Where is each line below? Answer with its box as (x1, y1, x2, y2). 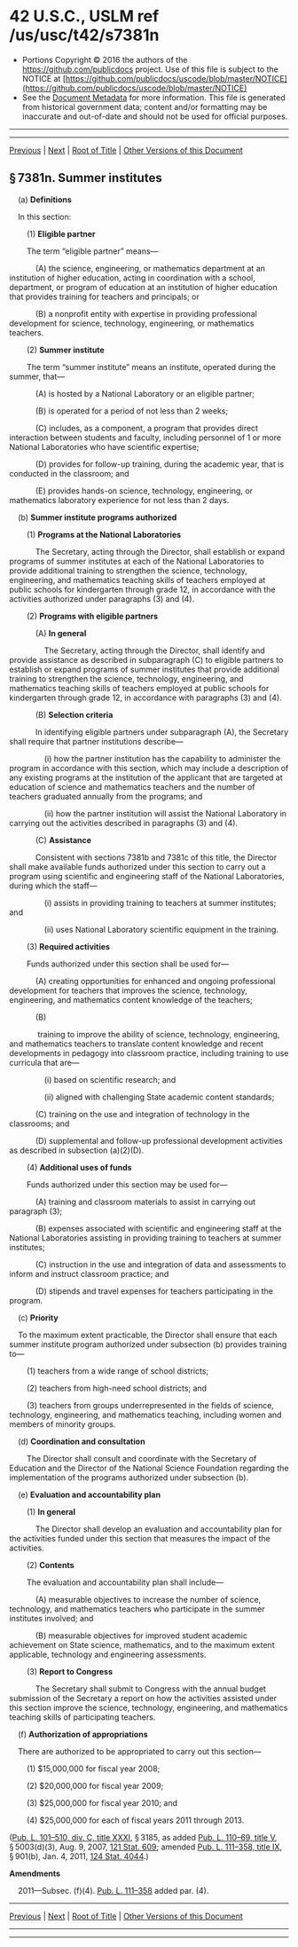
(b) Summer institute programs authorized (17, 512, 177, 523)
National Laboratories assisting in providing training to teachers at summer (9, 1232, 282, 1243)
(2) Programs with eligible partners (26, 611, 159, 621)
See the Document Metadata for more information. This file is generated (21, 91, 286, 103)
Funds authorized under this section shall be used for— (26, 958, 230, 969)
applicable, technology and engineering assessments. (9, 1649, 207, 1659)
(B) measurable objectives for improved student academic (35, 1630, 248, 1641)
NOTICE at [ (21, 73, 67, 83)
